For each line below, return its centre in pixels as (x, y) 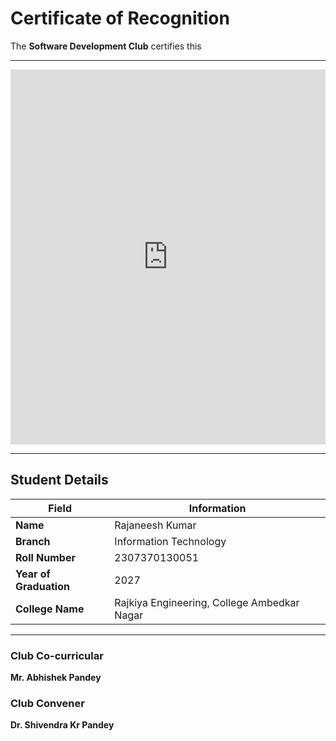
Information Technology (170, 541)
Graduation (42, 586)
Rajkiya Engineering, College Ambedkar (207, 602)
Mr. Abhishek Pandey (56, 678)
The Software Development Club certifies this (106, 46)
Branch (33, 541)
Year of (33, 574)
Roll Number (45, 557)
